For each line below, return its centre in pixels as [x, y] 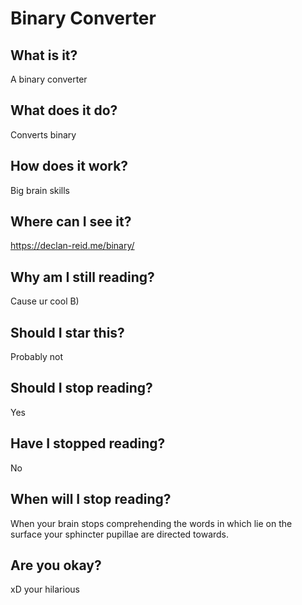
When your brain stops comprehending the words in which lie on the [151, 523]
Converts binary [43, 134]
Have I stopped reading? [88, 443]
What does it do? [64, 110]
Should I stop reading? [81, 388]
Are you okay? [56, 565]
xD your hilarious [45, 589]
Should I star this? [67, 332]
